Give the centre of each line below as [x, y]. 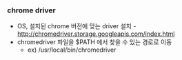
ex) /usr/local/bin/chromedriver [72, 50]
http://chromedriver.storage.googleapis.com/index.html [96, 34]
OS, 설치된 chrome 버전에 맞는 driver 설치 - [77, 26]
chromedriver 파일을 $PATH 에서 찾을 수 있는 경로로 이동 [94, 42]
